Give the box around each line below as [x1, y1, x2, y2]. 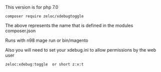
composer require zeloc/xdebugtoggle [5, 14, 84, 19]
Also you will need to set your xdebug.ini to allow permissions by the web [5, 47, 156, 53]
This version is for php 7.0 [5, 4, 58, 10]
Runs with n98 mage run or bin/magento [5, 37, 88, 43]
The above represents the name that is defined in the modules [5, 22, 133, 28]
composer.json [5, 28, 36, 34]
